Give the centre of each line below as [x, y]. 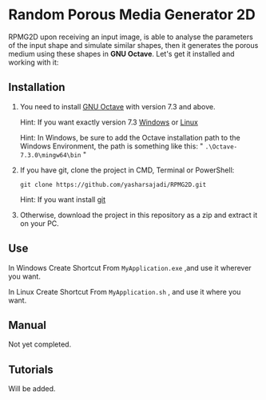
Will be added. [32, 389]
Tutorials [31, 369]
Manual [27, 325]
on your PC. [40, 223]
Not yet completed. [40, 344]
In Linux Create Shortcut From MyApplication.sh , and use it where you [125, 291]
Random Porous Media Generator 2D [132, 15]
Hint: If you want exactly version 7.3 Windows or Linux [109, 122]
